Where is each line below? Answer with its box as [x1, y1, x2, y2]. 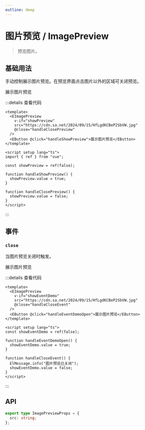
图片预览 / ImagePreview [5, 31, 109, 42]
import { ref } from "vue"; [5, 154, 64, 159]
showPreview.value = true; [10, 176, 66, 181]
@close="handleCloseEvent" [14, 302, 71, 307]
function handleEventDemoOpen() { [5, 338, 78, 343]
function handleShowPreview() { [5, 172, 73, 177]
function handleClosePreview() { [5, 189, 75, 194]
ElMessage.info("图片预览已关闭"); [10, 361, 79, 366]
